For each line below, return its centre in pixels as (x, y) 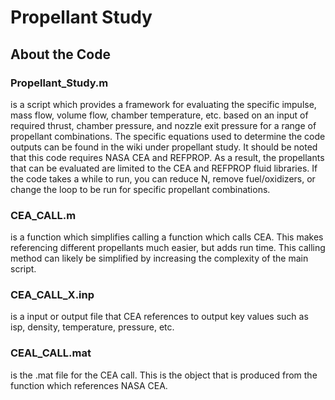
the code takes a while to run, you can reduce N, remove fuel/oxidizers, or (163, 178)
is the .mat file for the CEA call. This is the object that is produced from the (164, 375)
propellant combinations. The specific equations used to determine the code (168, 136)
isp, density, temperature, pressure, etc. (92, 327)
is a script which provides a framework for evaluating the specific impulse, (163, 104)
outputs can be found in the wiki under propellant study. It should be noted (164, 147)
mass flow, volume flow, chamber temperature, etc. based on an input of (159, 115)
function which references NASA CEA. (89, 385)
